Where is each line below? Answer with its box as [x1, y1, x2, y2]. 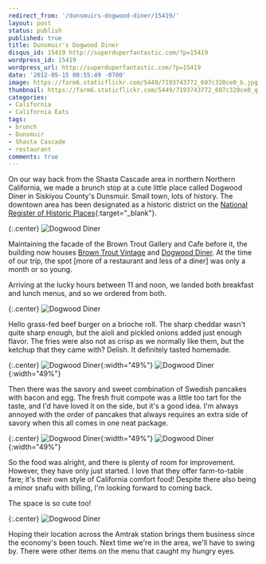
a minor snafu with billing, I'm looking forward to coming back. [8, 483, 213, 493]
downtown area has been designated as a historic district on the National [8, 200, 248, 210]
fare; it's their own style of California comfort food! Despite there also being [8, 475, 256, 484]
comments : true [8, 152, 59, 160]
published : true [8, 34, 62, 42]
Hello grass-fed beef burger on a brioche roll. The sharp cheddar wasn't [8, 320, 245, 329]
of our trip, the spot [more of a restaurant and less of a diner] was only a [8, 256, 246, 266]
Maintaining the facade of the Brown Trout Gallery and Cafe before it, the [8, 239, 248, 249]
